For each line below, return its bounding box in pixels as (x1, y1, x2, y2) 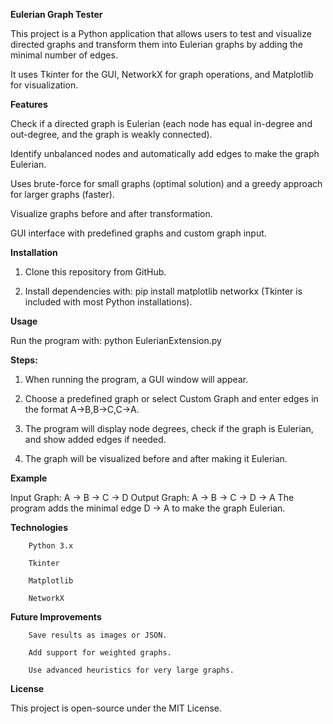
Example (10, 472, 48, 484)
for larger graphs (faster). (10, 189, 115, 200)
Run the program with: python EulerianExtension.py (10, 335, 222, 346)
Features (10, 99, 48, 110)
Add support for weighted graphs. (28, 648, 172, 658)
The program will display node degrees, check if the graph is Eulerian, (24, 423, 314, 434)
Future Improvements (10, 611, 102, 623)
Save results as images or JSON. (28, 630, 168, 640)
